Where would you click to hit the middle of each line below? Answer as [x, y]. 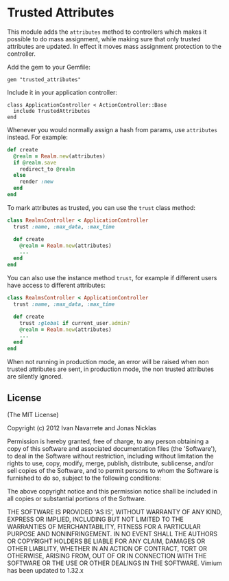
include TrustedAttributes [52, 111]
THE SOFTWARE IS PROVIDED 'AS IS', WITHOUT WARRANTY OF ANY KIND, [115, 511]
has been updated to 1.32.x [45, 570]
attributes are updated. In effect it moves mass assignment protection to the [114, 46]
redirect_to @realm [47, 169]
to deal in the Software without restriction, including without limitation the [110, 456]
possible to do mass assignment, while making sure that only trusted [104, 39]
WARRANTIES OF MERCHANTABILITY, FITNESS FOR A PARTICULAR [104, 526]
